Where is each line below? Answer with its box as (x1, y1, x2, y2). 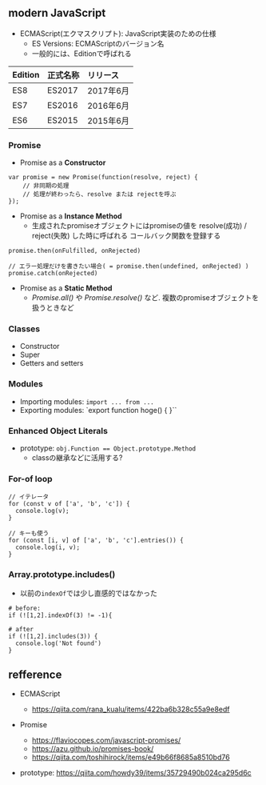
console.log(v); (15, 507, 69, 515)
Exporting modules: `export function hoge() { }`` (19, 405, 177, 415)
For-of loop (8, 473, 54, 484)
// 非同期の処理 (22, 182, 69, 190)
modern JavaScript (8, 6, 106, 20)
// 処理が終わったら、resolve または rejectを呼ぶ (22, 190, 177, 198)
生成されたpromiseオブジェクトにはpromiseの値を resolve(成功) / (31, 221, 248, 230)
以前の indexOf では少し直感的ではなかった (19, 588, 157, 598)
